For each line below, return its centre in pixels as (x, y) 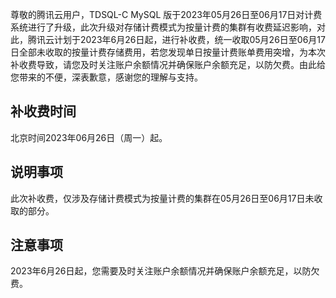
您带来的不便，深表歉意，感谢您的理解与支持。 (106, 77)
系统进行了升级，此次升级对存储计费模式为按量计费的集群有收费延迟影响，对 (168, 27)
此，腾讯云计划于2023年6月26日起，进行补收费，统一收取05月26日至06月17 (168, 39)
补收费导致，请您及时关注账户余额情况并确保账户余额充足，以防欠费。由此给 (168, 64)
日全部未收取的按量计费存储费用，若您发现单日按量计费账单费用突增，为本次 (168, 52)
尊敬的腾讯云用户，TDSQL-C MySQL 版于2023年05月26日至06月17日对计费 (166, 14)
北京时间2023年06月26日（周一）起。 (89, 137)
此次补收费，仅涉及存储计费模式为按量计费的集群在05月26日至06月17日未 (162, 198)
